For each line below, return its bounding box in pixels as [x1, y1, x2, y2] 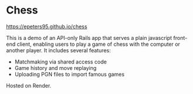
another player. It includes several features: [6, 46, 111, 53]
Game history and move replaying [14, 64, 97, 71]
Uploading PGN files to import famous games [14, 70, 125, 78]
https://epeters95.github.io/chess [6, 23, 88, 30]
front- [173, 34, 188, 41]
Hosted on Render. [6, 82, 52, 89]
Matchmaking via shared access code [14, 58, 107, 65]
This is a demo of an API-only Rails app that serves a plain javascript [6, 34, 172, 41]
